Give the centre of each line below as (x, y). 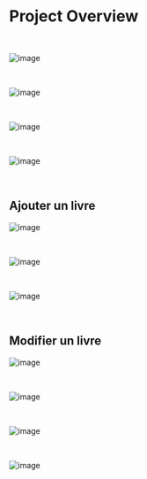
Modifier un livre (55, 341)
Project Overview (74, 16)
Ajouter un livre (52, 206)
